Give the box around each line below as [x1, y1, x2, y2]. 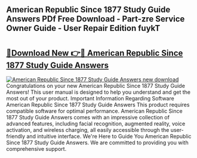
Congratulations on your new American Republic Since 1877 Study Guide [6, 83, 185, 89]
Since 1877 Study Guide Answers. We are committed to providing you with [6, 139, 189, 146]
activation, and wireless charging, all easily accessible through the [6, 127, 170, 133]
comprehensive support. [6, 146, 67, 152]
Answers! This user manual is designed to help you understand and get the [6, 89, 191, 96]
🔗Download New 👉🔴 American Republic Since [6, 48, 183, 58]
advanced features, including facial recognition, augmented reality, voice [6, 120, 186, 127]
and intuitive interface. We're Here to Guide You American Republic [26, 133, 192, 140]
